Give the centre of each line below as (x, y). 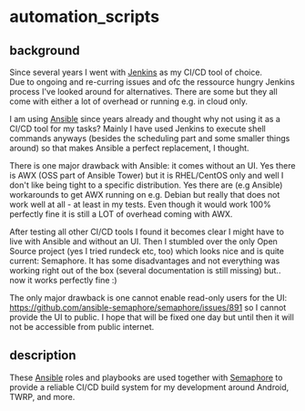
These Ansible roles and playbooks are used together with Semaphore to (146, 377)
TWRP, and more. (42, 396)
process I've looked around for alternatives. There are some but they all (143, 92)
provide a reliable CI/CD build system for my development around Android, (149, 387)
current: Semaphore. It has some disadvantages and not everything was (145, 261)
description (43, 356)
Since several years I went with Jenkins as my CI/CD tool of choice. (136, 72)
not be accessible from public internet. (82, 327)
